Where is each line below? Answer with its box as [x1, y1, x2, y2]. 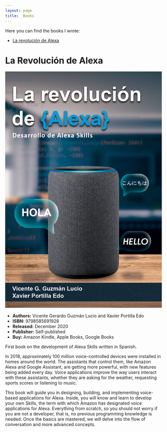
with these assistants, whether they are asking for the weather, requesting [5, 375, 157, 381]
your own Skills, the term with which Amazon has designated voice [5, 400, 142, 407]
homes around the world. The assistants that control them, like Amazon [5, 359, 151, 365]
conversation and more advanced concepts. [5, 422, 96, 428]
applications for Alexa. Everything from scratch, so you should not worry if [5, 406, 158, 412]
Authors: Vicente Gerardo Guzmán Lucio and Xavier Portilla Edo [12, 313, 144, 319]
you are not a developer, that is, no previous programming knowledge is [5, 411, 153, 417]
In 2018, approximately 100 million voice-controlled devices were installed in [5, 354, 161, 360]
